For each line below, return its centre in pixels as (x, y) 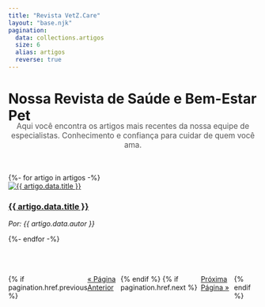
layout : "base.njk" (40, 23)
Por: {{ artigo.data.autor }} (51, 224)
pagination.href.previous (48, 288)
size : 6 (28, 45)
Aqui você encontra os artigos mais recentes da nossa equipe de (133, 126)
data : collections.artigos (60, 38)
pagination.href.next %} (159, 288)
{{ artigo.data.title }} (49, 207)
